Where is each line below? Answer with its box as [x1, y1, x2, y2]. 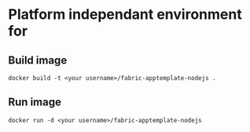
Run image [8, 96, 61, 109]
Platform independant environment [8, 5, 242, 24]
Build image [8, 53, 68, 67]
